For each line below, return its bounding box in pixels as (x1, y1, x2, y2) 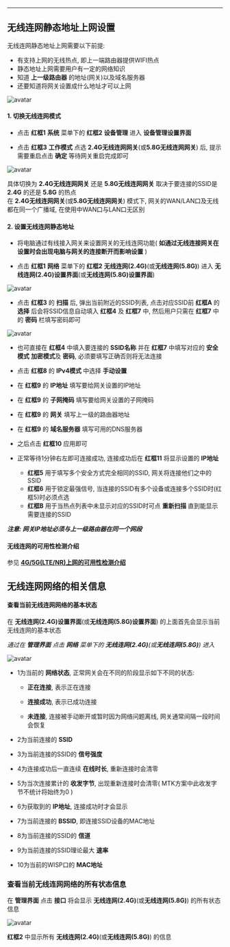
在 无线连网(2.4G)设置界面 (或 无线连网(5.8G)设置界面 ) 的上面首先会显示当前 (7, 618, 220, 626)
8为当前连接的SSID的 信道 (16, 832, 91, 840)
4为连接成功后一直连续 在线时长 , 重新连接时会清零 (16, 764, 159, 773)
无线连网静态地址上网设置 (7, 22, 115, 34)
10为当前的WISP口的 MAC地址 (16, 861, 103, 869)
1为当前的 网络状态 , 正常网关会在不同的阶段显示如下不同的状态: (16, 668, 195, 677)
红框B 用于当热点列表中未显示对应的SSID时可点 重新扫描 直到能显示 (27, 502, 218, 510)
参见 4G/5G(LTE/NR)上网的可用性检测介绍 (7, 559, 126, 567)
